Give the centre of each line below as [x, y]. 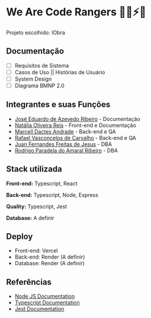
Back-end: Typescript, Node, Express [52, 195]
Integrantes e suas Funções [58, 105]
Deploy [20, 236]
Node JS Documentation [45, 296]
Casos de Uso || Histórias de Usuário [60, 72]
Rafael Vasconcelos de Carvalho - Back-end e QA [75, 138]
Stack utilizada [34, 169]
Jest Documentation [39, 309]
